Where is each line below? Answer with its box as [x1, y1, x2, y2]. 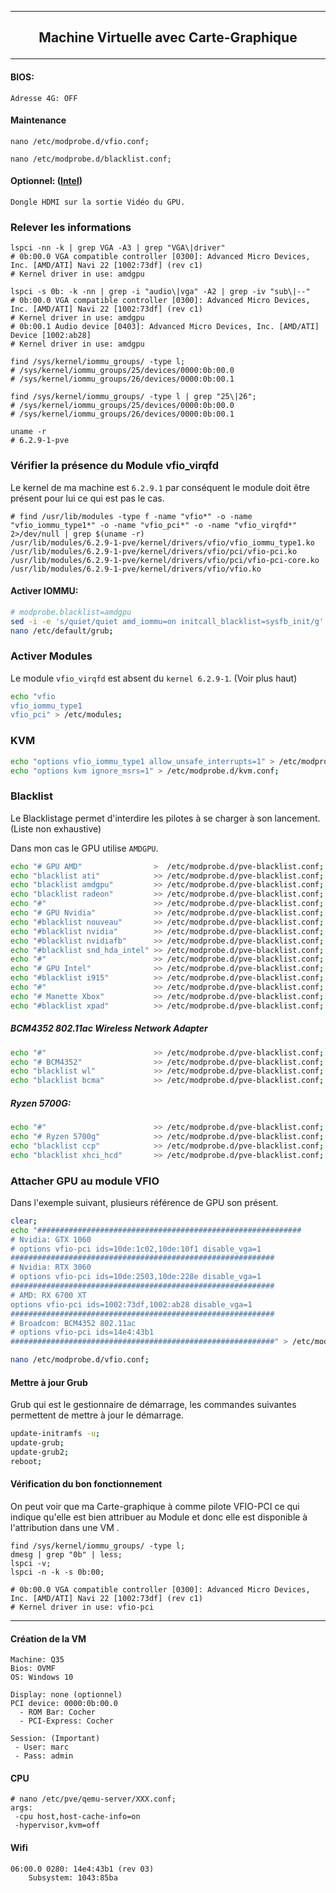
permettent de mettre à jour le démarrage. [10, 1409, 184, 1421]
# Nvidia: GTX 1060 [10, 1234, 92, 1245]
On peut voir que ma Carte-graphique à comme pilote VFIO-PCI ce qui [10, 1500, 300, 1512]
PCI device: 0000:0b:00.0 [10, 1699, 118, 1709]
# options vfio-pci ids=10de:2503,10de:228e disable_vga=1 [10, 1272, 262, 1282]
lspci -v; [10, 1558, 52, 1568]
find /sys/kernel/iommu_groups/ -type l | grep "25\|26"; [10, 392, 257, 402]
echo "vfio [10, 691, 56, 701]
